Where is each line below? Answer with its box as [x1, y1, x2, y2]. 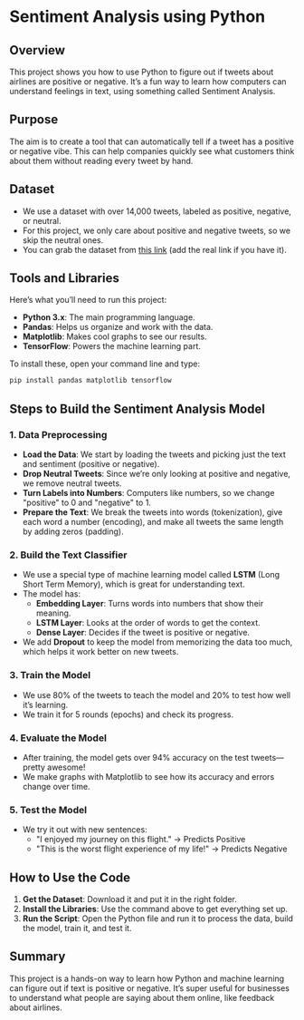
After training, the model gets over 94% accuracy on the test [22, 752, 250, 763]
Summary [9, 949, 66, 965]
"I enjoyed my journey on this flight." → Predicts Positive [35, 834, 246, 845]
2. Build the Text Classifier [9, 549, 128, 561]
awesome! [46, 762, 86, 772]
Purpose [9, 112, 59, 128]
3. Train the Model [9, 669, 91, 682]
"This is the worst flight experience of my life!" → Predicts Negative [35, 843, 288, 854]
